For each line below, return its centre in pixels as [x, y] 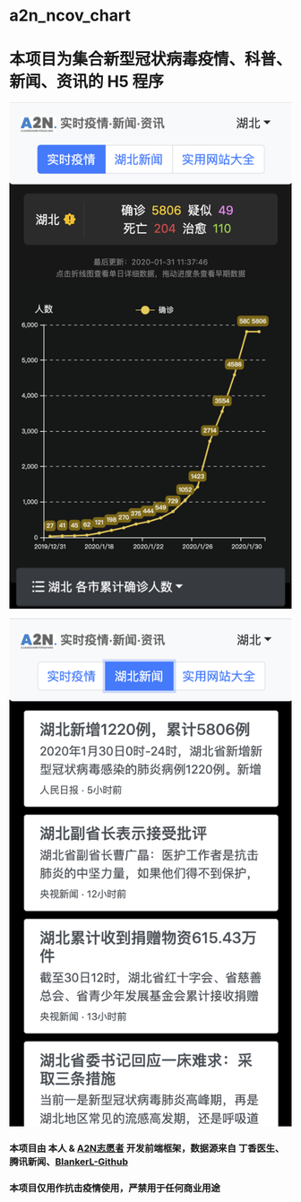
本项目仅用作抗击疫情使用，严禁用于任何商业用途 [115, 1188]
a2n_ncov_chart [70, 16]
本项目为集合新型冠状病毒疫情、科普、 [151, 60]
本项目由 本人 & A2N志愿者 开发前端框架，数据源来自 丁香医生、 [147, 1148]
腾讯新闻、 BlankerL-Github [69, 1162]
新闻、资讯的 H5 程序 [86, 82]
